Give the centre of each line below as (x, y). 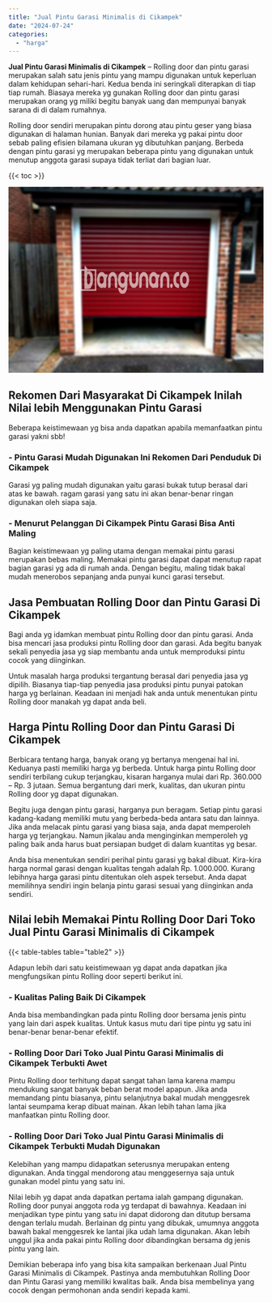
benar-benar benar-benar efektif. (64, 1032)
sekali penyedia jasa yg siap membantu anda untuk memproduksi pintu (127, 651)
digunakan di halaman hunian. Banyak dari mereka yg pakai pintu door (125, 135)
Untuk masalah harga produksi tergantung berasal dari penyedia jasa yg (128, 676)
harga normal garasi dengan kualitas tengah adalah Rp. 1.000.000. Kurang (132, 868)
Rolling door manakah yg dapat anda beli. (78, 702)
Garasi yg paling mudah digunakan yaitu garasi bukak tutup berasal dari (128, 485)
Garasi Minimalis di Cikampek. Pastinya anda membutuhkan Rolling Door (129, 1273)
